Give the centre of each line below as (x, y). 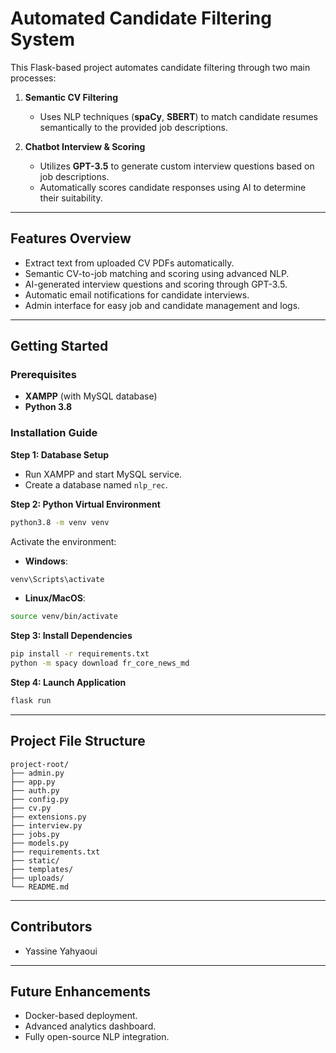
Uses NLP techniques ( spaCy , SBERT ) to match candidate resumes (179, 116)
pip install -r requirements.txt (80, 654)
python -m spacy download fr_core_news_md (100, 663)
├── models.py (40, 843)
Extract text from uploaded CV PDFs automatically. (129, 263)
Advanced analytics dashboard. (90, 1026)
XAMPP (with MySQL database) (91, 396)
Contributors (51, 927)
